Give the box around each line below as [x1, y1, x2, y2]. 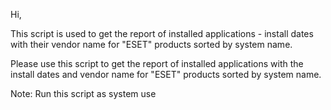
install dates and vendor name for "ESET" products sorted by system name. [10, 69, 322, 80]
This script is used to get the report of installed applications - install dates [10, 28, 314, 39]
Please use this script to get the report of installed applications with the [10, 58, 304, 69]
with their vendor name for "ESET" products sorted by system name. [10, 39, 293, 50]
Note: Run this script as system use [10, 88, 157, 99]
